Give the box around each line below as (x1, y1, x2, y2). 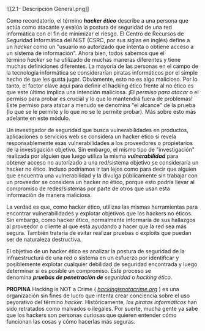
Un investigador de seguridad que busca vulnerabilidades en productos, (6, 127, 188, 133)
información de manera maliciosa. (6, 192, 92, 198)
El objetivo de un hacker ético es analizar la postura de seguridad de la (6, 248, 185, 255)
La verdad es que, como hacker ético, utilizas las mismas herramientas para (6, 203, 198, 210)
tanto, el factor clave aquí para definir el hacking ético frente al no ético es (6, 82, 194, 89)
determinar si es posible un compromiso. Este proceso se (6, 267, 152, 274)
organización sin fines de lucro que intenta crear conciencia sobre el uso (6, 292, 190, 299)
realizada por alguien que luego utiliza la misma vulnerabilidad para (6, 152, 179, 160)
